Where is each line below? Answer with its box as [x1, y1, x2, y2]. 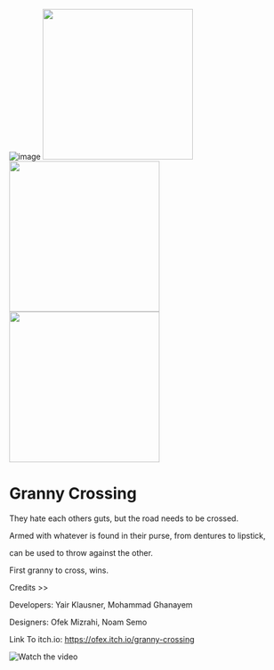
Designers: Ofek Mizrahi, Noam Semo [9, 616, 148, 627]
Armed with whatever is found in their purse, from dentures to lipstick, [9, 530, 266, 541]
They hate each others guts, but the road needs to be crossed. [9, 513, 238, 524]
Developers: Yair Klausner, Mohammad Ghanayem [9, 599, 193, 610]
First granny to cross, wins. [9, 565, 109, 575]
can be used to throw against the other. [9, 547, 154, 558]
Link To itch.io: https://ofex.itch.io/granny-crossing [9, 633, 195, 644]
